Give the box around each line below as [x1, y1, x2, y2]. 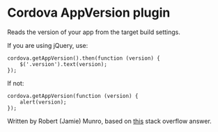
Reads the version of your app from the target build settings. [7, 28, 181, 36]
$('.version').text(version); [20, 60, 108, 67]
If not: [7, 79, 24, 88]
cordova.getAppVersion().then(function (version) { [7, 54, 160, 62]
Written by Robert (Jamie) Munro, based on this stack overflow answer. [7, 117, 212, 125]
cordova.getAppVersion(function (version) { [7, 92, 139, 99]
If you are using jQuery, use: [7, 41, 88, 49]
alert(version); [20, 99, 68, 106]
